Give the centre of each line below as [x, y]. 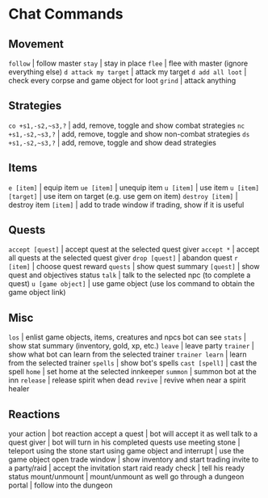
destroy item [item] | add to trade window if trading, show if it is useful [126, 205]
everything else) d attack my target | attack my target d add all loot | [128, 72]
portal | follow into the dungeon [61, 485]
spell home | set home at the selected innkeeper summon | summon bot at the [132, 372]
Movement [36, 44]
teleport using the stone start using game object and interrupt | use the [126, 451]
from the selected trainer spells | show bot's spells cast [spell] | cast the [133, 363]
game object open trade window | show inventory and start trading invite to [134, 460]
